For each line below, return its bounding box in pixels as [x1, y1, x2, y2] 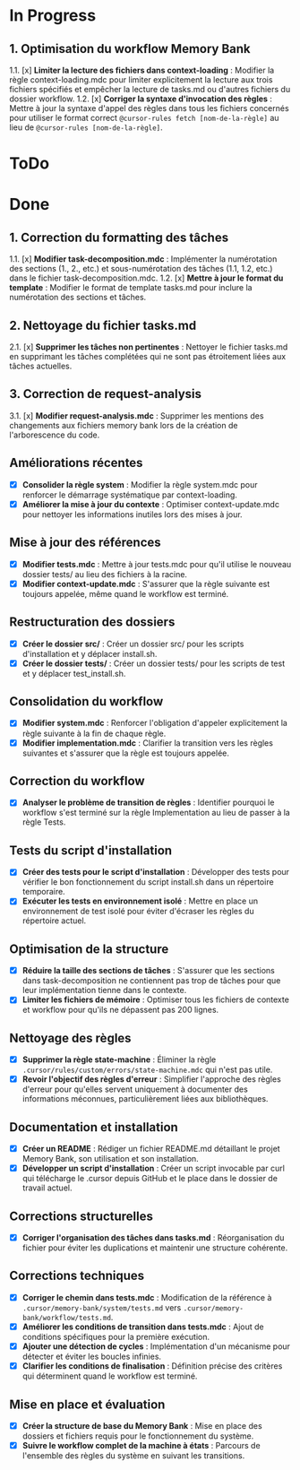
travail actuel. [21, 1182, 73, 1193]
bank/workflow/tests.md [21, 1313, 112, 1322]
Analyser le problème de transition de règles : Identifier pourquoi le [21, 797, 275, 808]
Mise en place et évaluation [9, 1396, 166, 1412]
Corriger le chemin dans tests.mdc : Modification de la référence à [21, 1292, 272, 1302]
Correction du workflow [9, 773, 145, 789]
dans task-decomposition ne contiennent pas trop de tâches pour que [21, 975, 281, 986]
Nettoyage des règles [9, 1030, 132, 1045]
